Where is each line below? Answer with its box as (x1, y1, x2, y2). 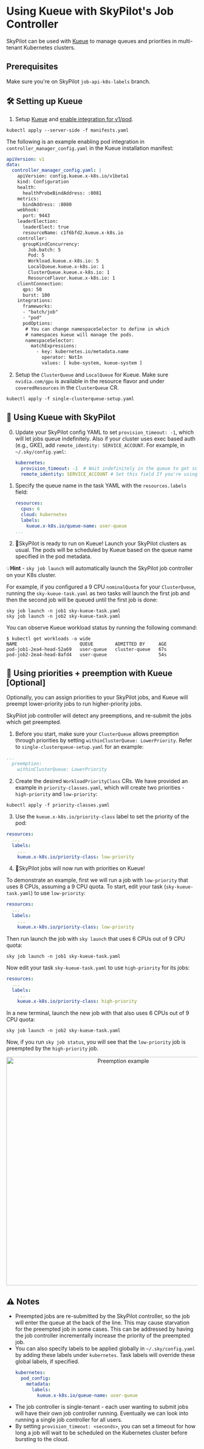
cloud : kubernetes (21, 512, 67, 518)
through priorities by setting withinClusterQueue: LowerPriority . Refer (15, 737, 192, 744)
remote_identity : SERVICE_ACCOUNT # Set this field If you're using (21, 471, 198, 477)
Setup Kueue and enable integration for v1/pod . (15, 115, 134, 122)
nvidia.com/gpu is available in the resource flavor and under (15, 377, 165, 384)
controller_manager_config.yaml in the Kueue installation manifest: (6, 144, 174, 152)
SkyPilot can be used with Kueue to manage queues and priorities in (6, 37, 177, 44)
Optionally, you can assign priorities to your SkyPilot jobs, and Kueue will (6, 693, 188, 701)
